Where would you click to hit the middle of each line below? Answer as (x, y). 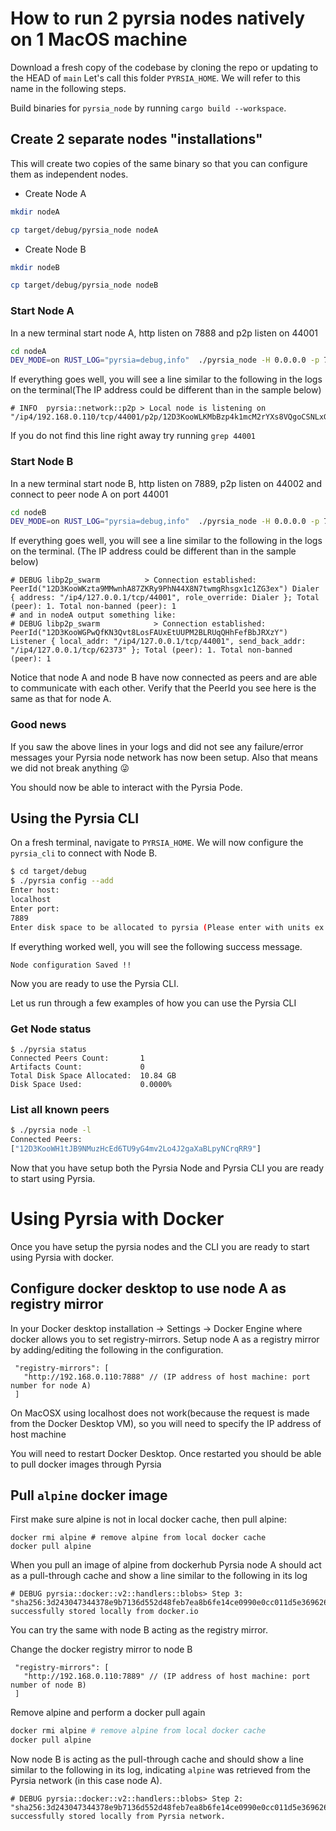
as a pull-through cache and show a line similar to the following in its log (159, 1576)
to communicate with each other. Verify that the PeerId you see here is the (163, 688)
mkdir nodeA (35, 212)
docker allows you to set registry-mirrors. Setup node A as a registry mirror (165, 1339)
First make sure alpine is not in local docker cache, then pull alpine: (149, 1519)
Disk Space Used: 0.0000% (91, 1084)
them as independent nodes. (69, 174)
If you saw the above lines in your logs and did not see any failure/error (157, 746)
